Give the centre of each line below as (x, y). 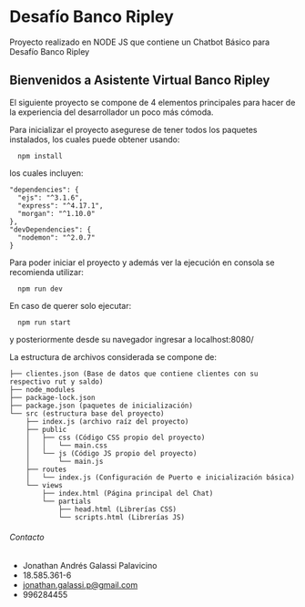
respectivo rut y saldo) (56, 381)
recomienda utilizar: (46, 272)
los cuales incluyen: (46, 173)
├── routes (46, 469)
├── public (46, 429)
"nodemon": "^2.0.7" (56, 237)
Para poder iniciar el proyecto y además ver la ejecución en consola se (142, 262)
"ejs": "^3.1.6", (51, 198)
